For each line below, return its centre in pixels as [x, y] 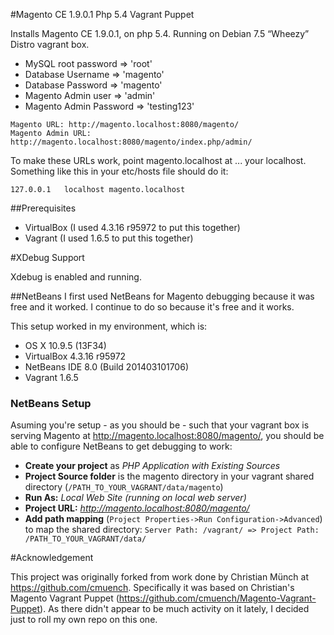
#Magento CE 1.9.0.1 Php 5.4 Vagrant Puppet [102, 14]
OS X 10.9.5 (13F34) [65, 345]
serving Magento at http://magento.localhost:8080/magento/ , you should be [167, 436]
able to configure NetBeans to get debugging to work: [121, 446]
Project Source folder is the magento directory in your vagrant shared [169, 476]
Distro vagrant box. [50, 44]
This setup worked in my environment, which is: [109, 326]
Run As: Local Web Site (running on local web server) [135, 498]
